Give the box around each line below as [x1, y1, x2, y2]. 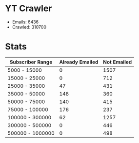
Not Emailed [103, 59, 132, 65]
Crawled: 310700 [12, 24, 46, 30]
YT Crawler [5, 3, 52, 14]
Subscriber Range [9, 59, 53, 65]
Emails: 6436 [12, 19, 39, 25]
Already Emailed [59, 59, 99, 65]
